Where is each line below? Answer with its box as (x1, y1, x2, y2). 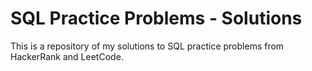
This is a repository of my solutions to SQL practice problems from (10, 40, 285, 52)
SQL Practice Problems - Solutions (10, 7, 303, 30)
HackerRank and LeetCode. (10, 50, 124, 62)
